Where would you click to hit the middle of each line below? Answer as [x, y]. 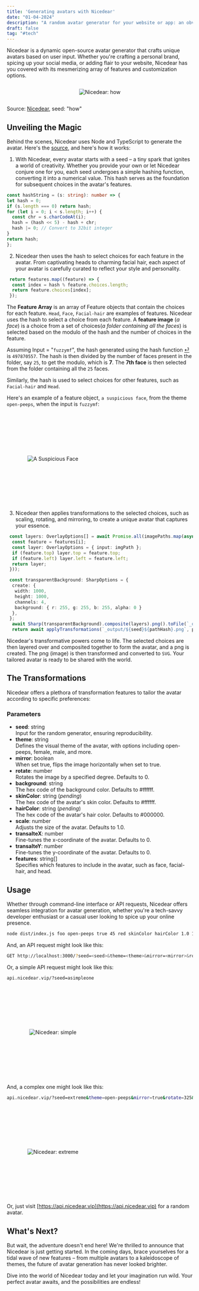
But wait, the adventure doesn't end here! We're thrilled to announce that [95, 1246]
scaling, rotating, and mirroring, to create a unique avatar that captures [101, 519]
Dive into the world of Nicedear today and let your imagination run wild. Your [100, 1276]
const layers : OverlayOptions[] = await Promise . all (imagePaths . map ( [97, 536]
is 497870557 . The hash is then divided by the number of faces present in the [99, 356]
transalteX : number [39, 834]
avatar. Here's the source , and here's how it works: [69, 148]
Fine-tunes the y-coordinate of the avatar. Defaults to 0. [83, 853]
